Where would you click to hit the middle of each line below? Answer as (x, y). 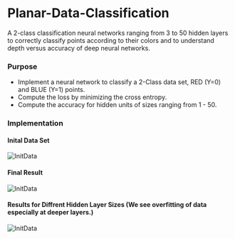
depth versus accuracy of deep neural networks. (79, 48)
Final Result (25, 172)
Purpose (22, 66)
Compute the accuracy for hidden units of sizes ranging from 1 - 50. (117, 105)
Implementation (36, 123)
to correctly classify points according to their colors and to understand (111, 40)
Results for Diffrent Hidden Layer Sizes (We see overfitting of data (107, 205)
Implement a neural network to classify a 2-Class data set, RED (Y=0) (119, 82)
